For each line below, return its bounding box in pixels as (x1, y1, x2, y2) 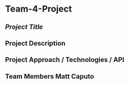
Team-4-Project (5, 3, 72, 15)
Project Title (5, 23, 43, 31)
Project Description (5, 39, 66, 47)
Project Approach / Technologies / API (5, 56, 125, 64)
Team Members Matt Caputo (5, 72, 94, 81)
